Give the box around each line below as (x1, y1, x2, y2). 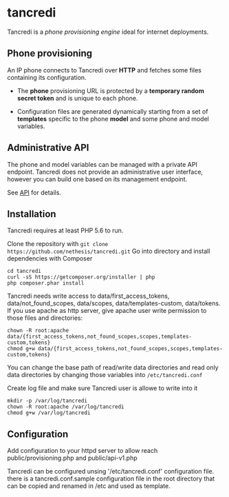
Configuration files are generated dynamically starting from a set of (17, 107, 208, 115)
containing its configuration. (7, 73, 87, 81)
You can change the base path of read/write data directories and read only (7, 363, 219, 372)
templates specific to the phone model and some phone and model (17, 114, 210, 123)
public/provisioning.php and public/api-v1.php (7, 454, 138, 463)
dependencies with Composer (7, 254, 93, 263)
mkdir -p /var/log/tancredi (7, 398, 88, 405)
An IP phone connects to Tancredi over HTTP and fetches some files (7, 65, 201, 74)
